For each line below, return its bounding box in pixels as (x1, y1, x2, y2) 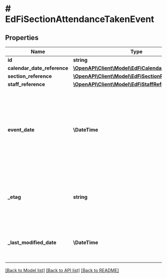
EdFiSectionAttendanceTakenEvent (5, 13, 155, 25)
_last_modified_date (7, 239, 57, 246)
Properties (5, 33, 39, 42)
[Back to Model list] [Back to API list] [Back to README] (5, 268, 119, 273)
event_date (7, 127, 35, 133)
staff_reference (7, 81, 45, 88)
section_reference (7, 73, 52, 80)
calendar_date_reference (7, 65, 69, 71)
